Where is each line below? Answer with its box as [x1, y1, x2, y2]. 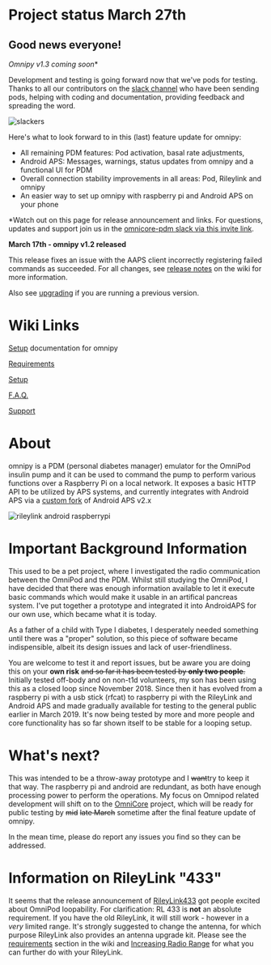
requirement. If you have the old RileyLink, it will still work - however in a [8, 912, 249, 922]
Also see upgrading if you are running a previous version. [8, 288, 200, 297]
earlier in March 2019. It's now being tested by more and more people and [8, 709, 255, 719]
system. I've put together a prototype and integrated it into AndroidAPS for [8, 601, 257, 610]
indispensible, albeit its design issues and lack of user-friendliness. [8, 642, 232, 652]
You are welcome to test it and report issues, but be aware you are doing [8, 657, 251, 667]
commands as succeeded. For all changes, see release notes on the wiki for [8, 264, 262, 273]
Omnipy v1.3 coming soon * [8, 59, 99, 69]
